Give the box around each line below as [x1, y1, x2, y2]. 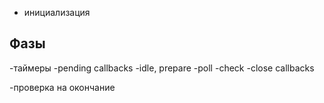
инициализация [23, 7, 91, 18]
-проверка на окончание [9, 81, 116, 93]
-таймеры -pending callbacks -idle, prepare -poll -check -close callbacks [9, 62, 315, 74]
